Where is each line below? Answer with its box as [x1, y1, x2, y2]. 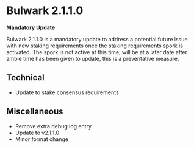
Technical [6, 72, 45, 83]
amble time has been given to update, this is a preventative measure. [6, 55, 179, 62]
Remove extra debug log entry [15, 122, 92, 130]
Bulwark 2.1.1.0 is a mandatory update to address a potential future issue [6, 35, 188, 43]
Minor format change [15, 135, 69, 143]
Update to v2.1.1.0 [15, 129, 60, 136]
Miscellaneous [6, 106, 63, 117]
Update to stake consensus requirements [15, 89, 119, 96]
